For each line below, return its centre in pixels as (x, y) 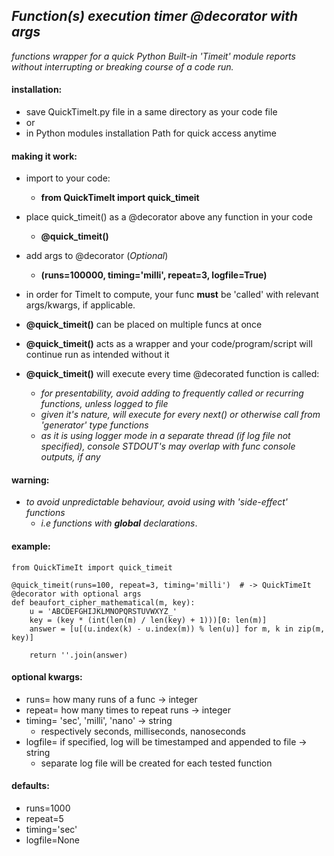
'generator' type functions (94, 425)
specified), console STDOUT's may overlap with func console (168, 446)
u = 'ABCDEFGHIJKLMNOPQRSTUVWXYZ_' (103, 611)
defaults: (30, 786)
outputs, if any (70, 457)
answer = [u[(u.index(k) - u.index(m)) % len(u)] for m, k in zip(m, (177, 629)
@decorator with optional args (76, 594)
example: (31, 546)
